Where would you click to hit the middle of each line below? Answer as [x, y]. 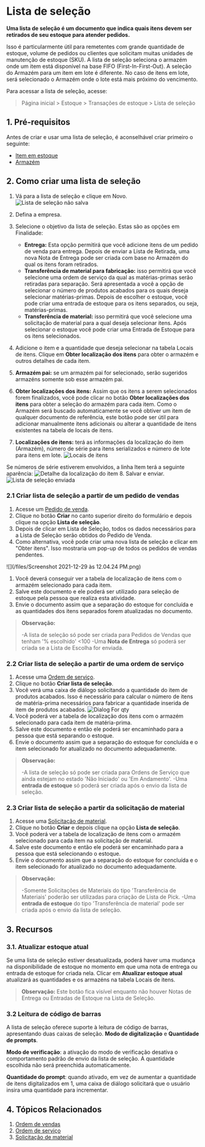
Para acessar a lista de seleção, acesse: [57, 91]
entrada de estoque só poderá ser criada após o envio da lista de [104, 785]
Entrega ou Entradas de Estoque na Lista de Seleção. [88, 998]
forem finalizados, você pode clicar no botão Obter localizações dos [102, 397]
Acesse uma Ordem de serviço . [55, 677]
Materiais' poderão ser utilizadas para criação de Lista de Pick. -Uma [108, 897]
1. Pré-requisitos [38, 122]
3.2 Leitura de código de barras [54, 1014]
